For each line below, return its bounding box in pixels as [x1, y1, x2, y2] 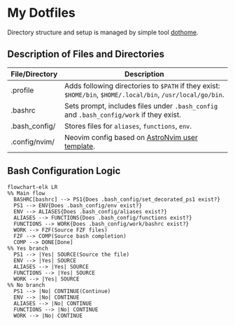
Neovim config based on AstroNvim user [64, 132, 198, 142]
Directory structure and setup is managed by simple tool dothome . [7, 28, 199, 36]
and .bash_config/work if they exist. [64, 110, 182, 120]
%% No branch [7, 281, 45, 288]
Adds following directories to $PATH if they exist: [64, 80, 220, 90]
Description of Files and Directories [7, 48, 165, 60]
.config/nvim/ [10, 136, 55, 146]
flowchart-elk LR [7, 183, 58, 190]
